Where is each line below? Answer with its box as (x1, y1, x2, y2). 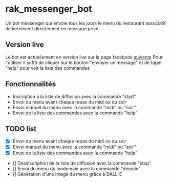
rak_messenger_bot (5, 3, 92, 15)
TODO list (5, 124, 37, 133)
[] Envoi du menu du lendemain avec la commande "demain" (12, 165, 141, 172)
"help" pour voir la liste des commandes (5, 65, 90, 71)
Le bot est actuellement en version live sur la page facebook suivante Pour (5, 54, 163, 60)
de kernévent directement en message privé (5, 25, 99, 31)
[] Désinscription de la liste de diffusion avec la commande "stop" (12, 160, 152, 166)
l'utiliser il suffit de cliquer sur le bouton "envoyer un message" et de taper (5, 59, 162, 66)
